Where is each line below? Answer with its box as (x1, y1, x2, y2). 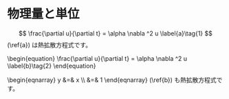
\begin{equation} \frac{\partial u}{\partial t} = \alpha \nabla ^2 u (7, 54, 188, 62)
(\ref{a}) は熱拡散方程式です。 (7, 40, 91, 48)
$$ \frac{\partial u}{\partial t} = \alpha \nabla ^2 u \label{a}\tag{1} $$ (18, 29, 213, 38)
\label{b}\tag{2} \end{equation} (7, 61, 96, 70)
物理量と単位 (7, 6, 80, 22)
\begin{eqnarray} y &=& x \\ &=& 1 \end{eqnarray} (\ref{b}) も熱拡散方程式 (7, 76, 217, 84)
